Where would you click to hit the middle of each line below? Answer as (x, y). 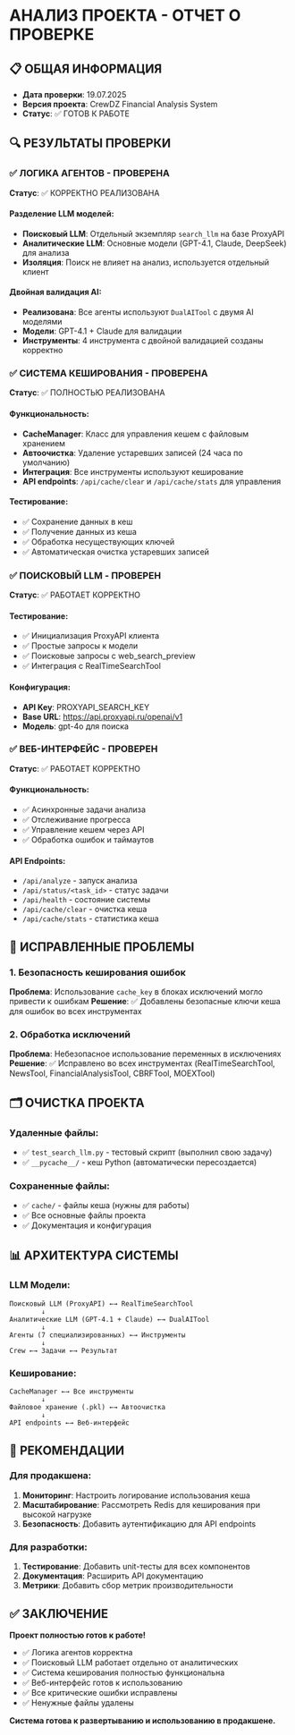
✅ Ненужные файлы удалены (78, 1702)
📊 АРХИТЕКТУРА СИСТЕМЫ (94, 1255)
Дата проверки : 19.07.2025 (74, 94)
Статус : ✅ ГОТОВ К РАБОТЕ (76, 114)
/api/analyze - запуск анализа (80, 881)
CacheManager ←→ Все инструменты (72, 1392)
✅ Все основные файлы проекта (84, 1215)
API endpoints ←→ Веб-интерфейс (69, 1423)
